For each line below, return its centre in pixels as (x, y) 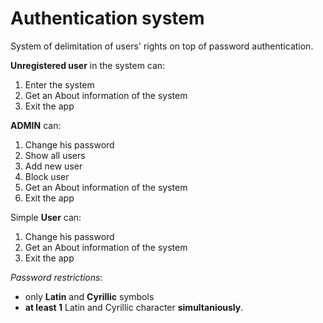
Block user (47, 176)
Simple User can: (46, 217)
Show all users (55, 155)
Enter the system (59, 84)
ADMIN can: (36, 125)
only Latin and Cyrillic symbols (89, 296)
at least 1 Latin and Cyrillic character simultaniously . (134, 307)
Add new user (53, 166)
